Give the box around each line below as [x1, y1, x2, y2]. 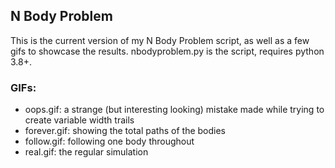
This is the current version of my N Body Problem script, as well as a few [10, 34, 310, 46]
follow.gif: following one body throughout [24, 135, 195, 148]
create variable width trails [24, 114, 135, 126]
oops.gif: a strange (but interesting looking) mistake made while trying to [24, 104, 325, 116]
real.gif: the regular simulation [24, 146, 149, 158]
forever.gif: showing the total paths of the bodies [24, 125, 226, 137]
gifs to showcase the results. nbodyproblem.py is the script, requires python [10, 45, 325, 57]
